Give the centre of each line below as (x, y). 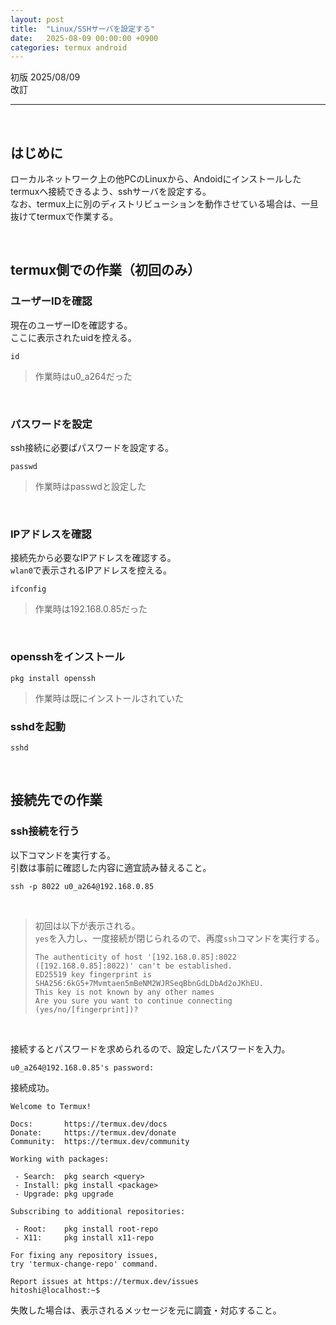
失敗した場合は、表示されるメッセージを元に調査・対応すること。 (146, 1310)
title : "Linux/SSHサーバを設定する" (83, 29)
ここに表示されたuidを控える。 (73, 337)
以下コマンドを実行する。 (63, 855)
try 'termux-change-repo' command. (84, 1264)
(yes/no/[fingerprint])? (86, 1009)
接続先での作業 (56, 800)
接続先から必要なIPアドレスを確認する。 (93, 558)
